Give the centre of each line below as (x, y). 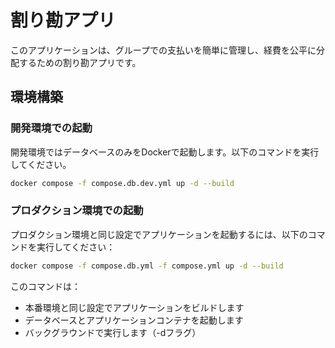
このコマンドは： (45, 286)
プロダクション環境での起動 (77, 211)
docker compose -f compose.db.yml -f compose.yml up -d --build (147, 266)
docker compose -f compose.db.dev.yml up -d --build (122, 183)
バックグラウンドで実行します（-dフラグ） (113, 332)
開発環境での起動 (51, 128)
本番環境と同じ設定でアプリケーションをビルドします (134, 307)
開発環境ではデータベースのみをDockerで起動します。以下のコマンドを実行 (165, 152)
